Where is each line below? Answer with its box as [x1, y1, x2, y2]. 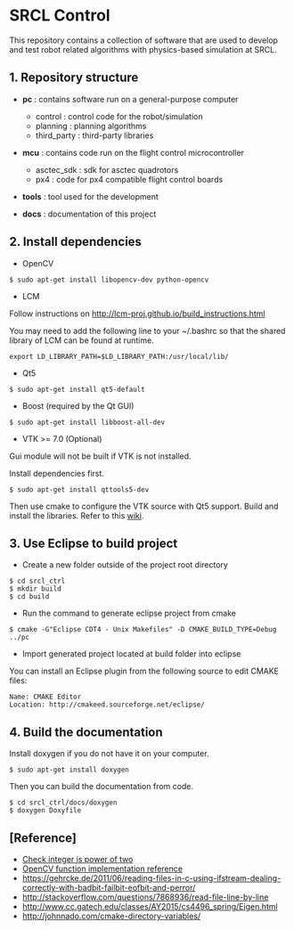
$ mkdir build [9, 584, 62, 593]
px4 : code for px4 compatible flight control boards [35, 174, 224, 184]
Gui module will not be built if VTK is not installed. [9, 451, 192, 461]
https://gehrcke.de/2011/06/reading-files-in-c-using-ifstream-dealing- [21, 873, 282, 883]
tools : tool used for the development [21, 191, 159, 201]
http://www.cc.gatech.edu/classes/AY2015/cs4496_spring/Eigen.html [21, 901, 278, 911]
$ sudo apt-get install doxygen [9, 765, 129, 775]
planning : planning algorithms [35, 120, 147, 131]
